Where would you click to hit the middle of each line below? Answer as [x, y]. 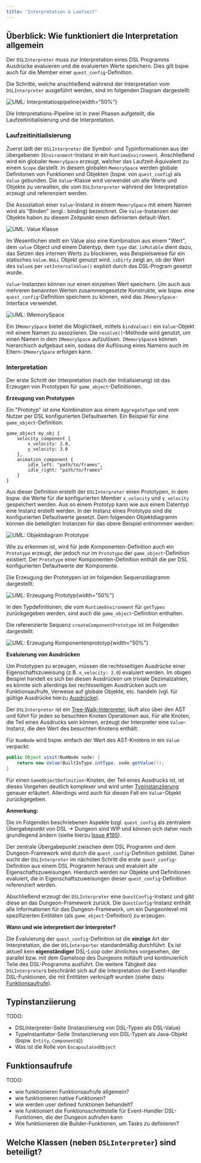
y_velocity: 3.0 [48, 450]
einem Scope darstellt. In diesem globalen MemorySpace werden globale [92, 168]
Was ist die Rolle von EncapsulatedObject [65, 1047]
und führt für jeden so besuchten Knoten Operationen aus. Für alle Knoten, [98, 716]
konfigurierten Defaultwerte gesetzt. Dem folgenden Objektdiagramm [92, 517]
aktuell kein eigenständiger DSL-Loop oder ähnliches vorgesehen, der [93, 951]
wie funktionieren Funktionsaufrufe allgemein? [72, 1092]
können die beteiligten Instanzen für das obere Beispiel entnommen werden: [100, 524]
